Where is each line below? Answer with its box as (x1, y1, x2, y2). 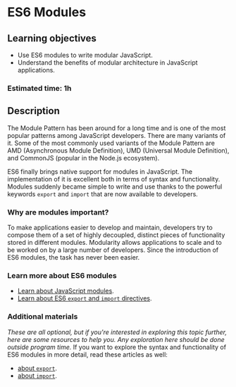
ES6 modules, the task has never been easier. (7, 253, 140, 262)
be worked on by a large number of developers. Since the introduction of (7, 246, 219, 254)
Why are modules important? (7, 207, 109, 217)
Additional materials (7, 312, 78, 322)
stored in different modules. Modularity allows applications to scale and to (7, 239, 222, 247)
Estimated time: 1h (7, 83, 72, 93)
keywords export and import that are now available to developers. (7, 189, 199, 198)
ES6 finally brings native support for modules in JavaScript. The (7, 167, 192, 176)
